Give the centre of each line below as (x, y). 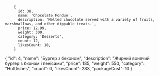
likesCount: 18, (34, 45)
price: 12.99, (32, 28)
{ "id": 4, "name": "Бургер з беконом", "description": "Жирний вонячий (77, 58)
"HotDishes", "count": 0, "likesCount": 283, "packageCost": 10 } (69, 68)
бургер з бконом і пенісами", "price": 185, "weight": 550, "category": (75, 63)
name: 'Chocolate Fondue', (45, 15)
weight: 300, (31, 32)
